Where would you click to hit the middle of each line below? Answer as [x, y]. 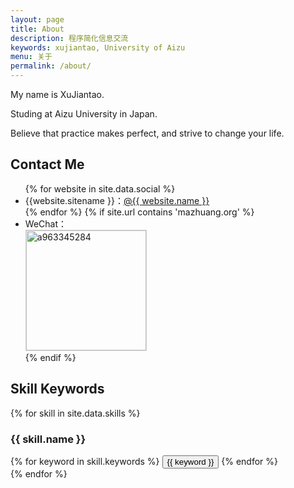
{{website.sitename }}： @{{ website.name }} [117, 200]
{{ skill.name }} [48, 439]
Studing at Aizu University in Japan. [84, 114]
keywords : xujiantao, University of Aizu [98, 47]
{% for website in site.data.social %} [100, 188]
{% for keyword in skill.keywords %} [85, 461]
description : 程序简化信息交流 [69, 38]
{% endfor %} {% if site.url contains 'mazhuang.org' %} [139, 212]
